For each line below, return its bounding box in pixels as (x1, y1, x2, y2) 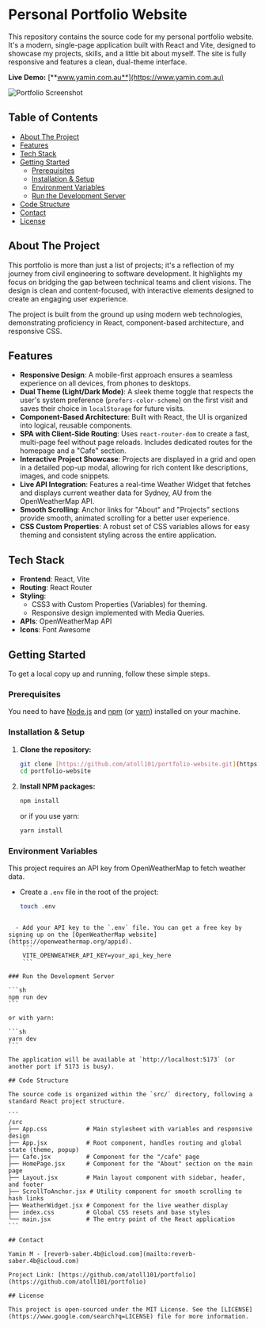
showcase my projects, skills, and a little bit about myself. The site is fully (8, 48, 247, 58)
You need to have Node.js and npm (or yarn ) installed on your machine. (8, 707, 241, 716)
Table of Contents (8, 111, 99, 125)
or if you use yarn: (19, 812, 80, 821)
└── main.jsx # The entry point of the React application (8, 1215, 236, 1223)
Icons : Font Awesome (19, 625, 91, 635)
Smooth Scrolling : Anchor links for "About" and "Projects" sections (19, 505, 240, 515)
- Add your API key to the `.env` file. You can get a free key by (15, 924, 243, 932)
